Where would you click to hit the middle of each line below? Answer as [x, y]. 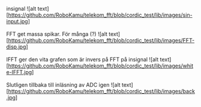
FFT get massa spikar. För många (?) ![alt [57, 34]
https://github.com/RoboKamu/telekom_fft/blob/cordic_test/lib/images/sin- [100, 15]
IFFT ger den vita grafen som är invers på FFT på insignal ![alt [82, 59]
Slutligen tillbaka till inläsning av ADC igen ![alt [64, 85]
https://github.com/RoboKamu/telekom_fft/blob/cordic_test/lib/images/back [101, 91]
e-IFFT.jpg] [20, 72]
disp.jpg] [17, 47]
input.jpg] [18, 21]
